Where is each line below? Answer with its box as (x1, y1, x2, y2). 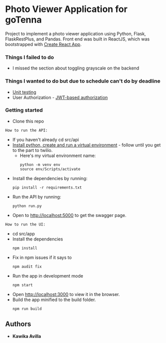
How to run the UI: (5, 221, 46, 227)
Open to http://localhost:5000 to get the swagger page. (12, 212, 127, 218)
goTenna (5, 14, 42, 25)
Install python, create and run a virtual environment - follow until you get (12, 141, 161, 148)
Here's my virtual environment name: (19, 152, 96, 158)
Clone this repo (12, 118, 44, 124)
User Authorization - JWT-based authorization (12, 94, 108, 100)
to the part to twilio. (12, 147, 53, 153)
